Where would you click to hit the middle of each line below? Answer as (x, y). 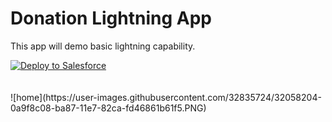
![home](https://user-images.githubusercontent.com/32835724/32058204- (166, 97)
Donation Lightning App (111, 18)
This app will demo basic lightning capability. (103, 46)
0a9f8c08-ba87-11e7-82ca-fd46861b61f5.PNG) (108, 108)
